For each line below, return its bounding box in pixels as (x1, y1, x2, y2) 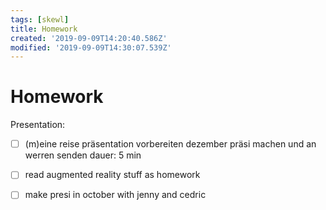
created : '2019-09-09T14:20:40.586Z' (10, 33, 168, 43)
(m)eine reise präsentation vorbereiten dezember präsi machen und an (24, 138, 317, 150)
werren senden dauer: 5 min (24, 149, 142, 161)
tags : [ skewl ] (10, 14, 70, 25)
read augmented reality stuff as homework (24, 169, 201, 181)
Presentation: (10, 119, 66, 131)
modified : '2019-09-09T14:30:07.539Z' (10, 42, 172, 53)
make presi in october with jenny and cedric (24, 189, 207, 201)
